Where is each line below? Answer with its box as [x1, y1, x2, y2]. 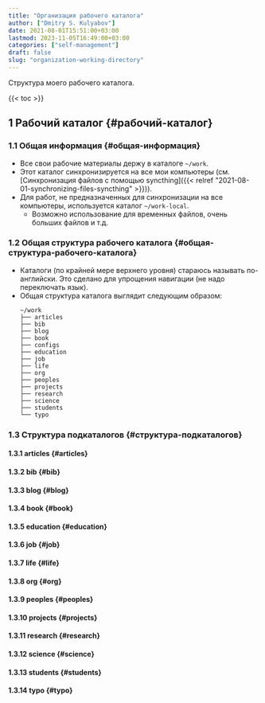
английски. [19, 274, 58, 283]
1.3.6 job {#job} [8, 540, 60, 549]
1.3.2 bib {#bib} [8, 467, 61, 476]
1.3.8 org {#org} [8, 576, 62, 586]
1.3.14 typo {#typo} [8, 685, 73, 695]
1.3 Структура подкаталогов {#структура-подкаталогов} [8, 429, 243, 440]
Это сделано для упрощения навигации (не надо [59, 274, 225, 283]
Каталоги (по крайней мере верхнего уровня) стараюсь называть [19, 265, 245, 275]
